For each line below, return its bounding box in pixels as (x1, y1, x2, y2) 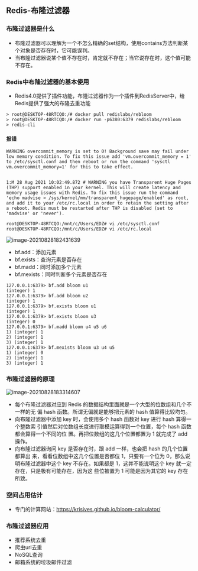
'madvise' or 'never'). (6, 210, 65, 217)
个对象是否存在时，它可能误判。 (14, 47, 93, 54)
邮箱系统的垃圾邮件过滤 (14, 559, 72, 566)
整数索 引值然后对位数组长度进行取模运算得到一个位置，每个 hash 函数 (20, 423, 192, 430)
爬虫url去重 (14, 544, 43, 551)
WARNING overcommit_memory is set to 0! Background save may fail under (6, 148, 189, 155)
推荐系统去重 (14, 537, 46, 544)
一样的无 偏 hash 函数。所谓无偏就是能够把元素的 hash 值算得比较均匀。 (14, 408, 191, 416)
